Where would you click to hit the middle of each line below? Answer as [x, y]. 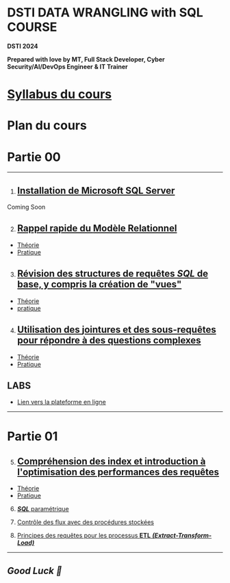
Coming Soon [26, 207]
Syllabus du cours [59, 94]
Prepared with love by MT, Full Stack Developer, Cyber [86, 59]
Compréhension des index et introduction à [111, 461]
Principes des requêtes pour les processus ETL [84, 536]
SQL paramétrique [43, 509]
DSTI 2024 [23, 46]
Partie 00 [34, 157]
